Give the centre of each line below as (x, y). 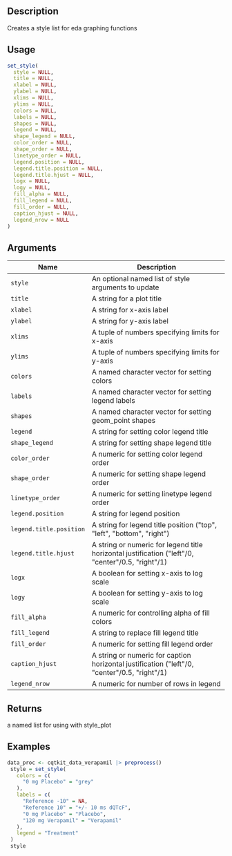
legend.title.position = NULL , (58, 169)
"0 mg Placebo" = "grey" (58, 782)
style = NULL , (33, 72)
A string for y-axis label (130, 321)
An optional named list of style (141, 279)
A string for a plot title (127, 298)
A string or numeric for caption (141, 656)
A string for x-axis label (130, 310)
